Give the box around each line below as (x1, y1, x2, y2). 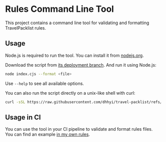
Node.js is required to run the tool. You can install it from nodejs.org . (5, 52, 144, 58)
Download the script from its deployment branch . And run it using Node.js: (5, 62, 157, 68)
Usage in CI (5, 113, 41, 121)
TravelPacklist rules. (5, 25, 46, 31)
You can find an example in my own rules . (5, 132, 90, 138)
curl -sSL (5, 100, 26, 105)
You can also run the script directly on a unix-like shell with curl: (5, 90, 135, 96)
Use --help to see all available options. (5, 80, 84, 86)
